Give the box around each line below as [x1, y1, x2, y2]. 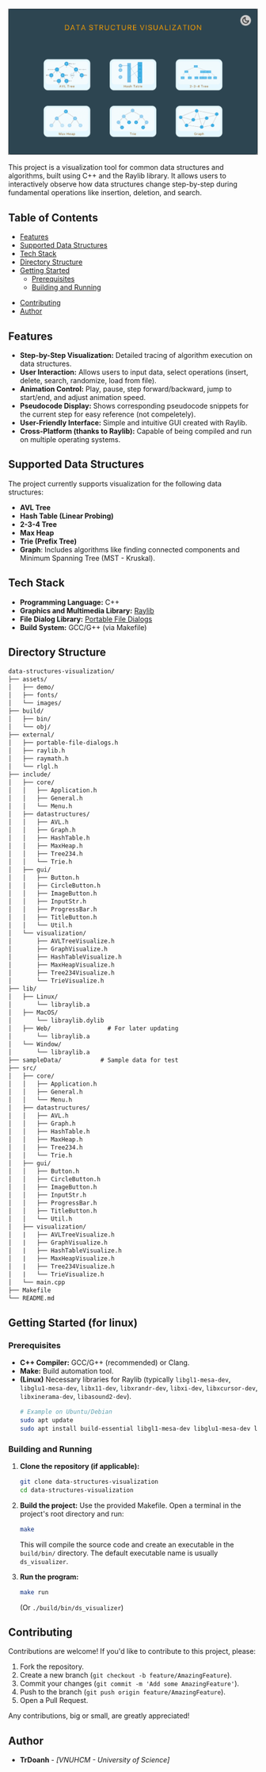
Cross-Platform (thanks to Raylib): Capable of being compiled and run [19, 426, 252, 436]
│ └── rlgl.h [8, 763, 59, 771]
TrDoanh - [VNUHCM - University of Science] [19, 1755, 170, 1765]
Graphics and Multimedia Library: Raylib [19, 605, 154, 615]
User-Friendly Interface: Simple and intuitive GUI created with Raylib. [19, 417, 248, 427]
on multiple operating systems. [19, 434, 121, 444]
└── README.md [8, 1294, 55, 1302]
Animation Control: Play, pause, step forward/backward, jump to [19, 384, 232, 394]
